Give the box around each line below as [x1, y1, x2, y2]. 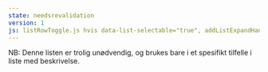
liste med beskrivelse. [8, 56, 80, 66]
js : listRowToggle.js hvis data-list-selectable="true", [8, 26, 202, 34]
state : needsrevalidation [8, 11, 94, 20]
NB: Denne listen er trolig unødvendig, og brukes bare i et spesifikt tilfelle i [8, 48, 253, 58]
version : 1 [8, 19, 45, 27]
